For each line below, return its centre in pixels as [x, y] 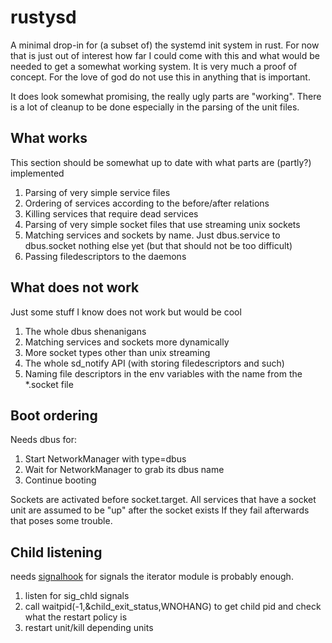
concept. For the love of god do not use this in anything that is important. [160, 77]
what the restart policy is [76, 617]
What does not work [75, 287]
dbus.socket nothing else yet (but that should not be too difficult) [158, 245]
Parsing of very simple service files [97, 192]
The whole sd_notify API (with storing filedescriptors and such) [154, 363]
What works [49, 138]
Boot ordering [54, 415]
